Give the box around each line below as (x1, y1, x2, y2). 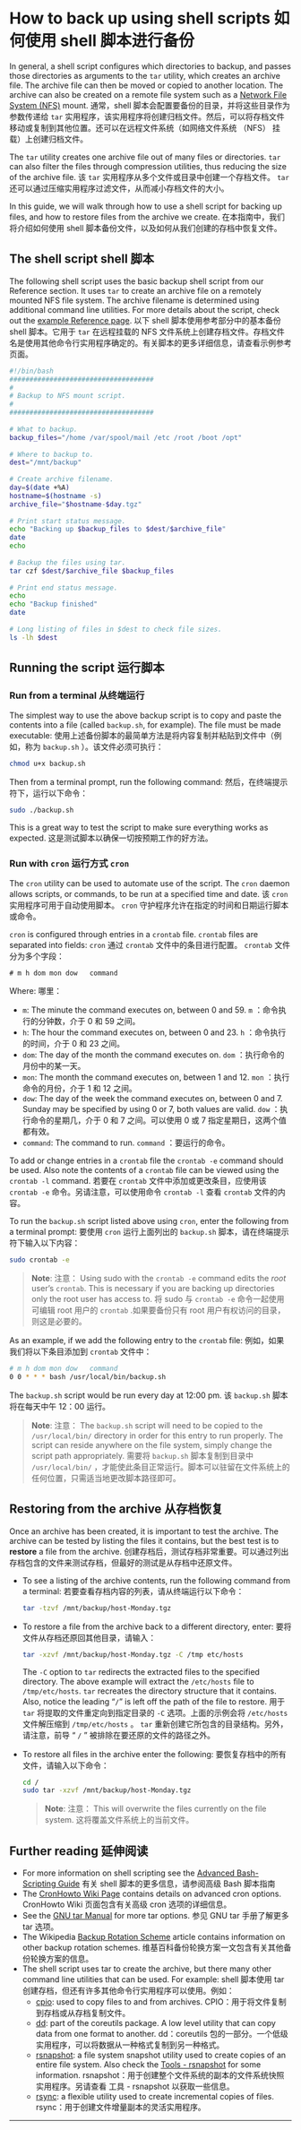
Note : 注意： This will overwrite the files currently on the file (44, 1803, 267, 1815)
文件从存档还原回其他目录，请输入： (21, 1632, 157, 1643)
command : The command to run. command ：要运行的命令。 (21, 1137, 230, 1148)
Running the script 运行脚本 (9, 660, 165, 676)
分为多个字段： (9, 951, 64, 962)
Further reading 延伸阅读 (9, 1843, 149, 1858)
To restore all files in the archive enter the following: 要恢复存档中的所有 (21, 1748, 287, 1759)
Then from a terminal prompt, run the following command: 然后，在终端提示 (9, 777, 288, 788)
